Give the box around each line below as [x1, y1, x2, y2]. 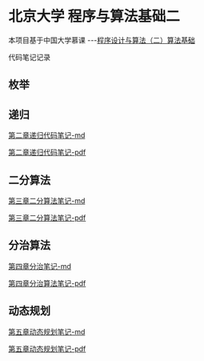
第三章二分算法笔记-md [8, 195, 86, 205]
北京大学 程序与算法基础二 [8, 7, 180, 26]
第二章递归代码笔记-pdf [8, 147, 86, 157]
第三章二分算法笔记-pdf [8, 213, 86, 223]
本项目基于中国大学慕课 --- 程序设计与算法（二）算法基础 [8, 35, 196, 45]
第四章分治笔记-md [8, 261, 72, 271]
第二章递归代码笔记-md [8, 130, 86, 140]
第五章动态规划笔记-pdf [8, 343, 86, 353]
